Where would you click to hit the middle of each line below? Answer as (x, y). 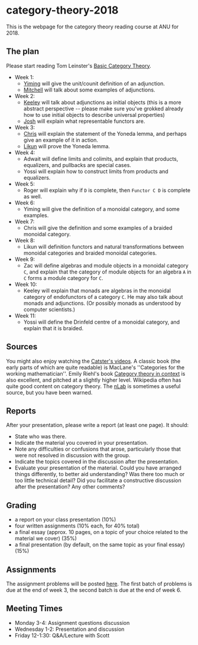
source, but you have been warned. (49, 392)
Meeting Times (35, 609)
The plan (23, 52)
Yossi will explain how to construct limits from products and (96, 171)
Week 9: (25, 259)
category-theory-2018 (62, 10)
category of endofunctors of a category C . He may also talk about (103, 297)
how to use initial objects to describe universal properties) (94, 115)
